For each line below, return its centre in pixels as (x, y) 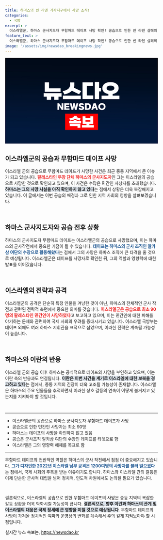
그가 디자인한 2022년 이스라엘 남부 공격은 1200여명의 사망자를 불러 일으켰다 (83, 466)
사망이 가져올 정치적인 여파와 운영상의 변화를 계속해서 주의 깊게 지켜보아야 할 (78, 516)
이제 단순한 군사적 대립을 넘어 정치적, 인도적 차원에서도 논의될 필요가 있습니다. (79, 478)
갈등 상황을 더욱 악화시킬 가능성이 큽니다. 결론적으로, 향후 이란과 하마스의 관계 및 (81, 504)
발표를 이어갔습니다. (24, 264)
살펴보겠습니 (145, 195)
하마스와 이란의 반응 (33, 359)
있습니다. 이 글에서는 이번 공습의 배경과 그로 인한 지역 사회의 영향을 (68, 195)
